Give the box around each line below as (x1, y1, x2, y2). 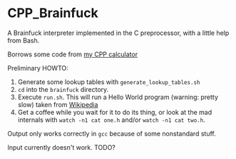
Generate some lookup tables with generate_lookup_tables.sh (17, 77, 200, 86)
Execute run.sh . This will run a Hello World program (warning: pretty (17, 93, 219, 101)
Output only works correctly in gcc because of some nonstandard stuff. (7, 129, 216, 138)
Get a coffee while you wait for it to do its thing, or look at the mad (17, 108, 212, 116)
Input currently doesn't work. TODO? (7, 143, 116, 151)
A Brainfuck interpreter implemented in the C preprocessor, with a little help (7, 29, 230, 37)
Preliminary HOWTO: (7, 63, 69, 72)
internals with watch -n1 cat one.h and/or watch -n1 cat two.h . (17, 116, 205, 124)
